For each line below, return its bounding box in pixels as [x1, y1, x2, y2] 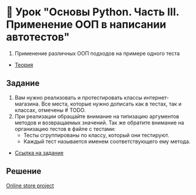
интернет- [143, 94, 170, 101]
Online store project [6, 182, 54, 189]
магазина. [14, 100, 40, 107]
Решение [6, 166, 42, 176]
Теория [14, 61, 34, 68]
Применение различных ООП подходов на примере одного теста [14, 49, 180, 57]
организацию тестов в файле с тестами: [14, 125, 116, 132]
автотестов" [6, 31, 70, 44]
